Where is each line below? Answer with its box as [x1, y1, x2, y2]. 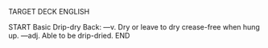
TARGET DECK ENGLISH [8, 7, 90, 16]
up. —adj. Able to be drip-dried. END [8, 31, 130, 40]
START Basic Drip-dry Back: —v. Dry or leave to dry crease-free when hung [8, 22, 260, 31]
